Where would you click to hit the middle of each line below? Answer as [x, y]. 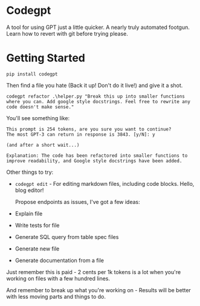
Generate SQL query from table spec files [67, 237]
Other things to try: [30, 172]
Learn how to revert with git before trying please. [67, 33]
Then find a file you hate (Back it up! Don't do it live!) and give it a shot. [95, 85]
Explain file [29, 213]
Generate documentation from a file [60, 260]
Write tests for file [37, 225]
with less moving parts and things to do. [56, 296]
